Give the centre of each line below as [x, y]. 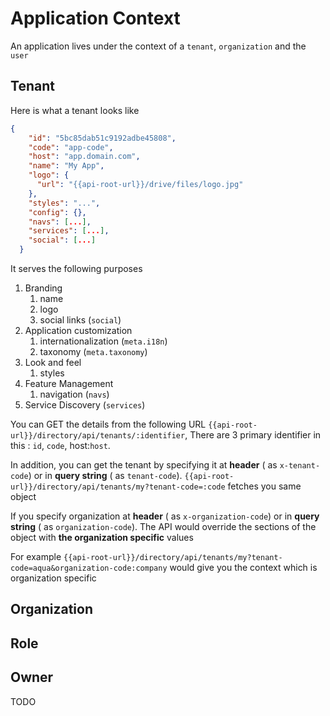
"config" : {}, [57, 212]
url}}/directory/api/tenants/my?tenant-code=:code [118, 487]
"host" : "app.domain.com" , [84, 157]
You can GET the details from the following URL [108, 424]
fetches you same [264, 486]
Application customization [78, 330]
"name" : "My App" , [66, 166]
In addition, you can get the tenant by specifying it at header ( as [144, 465]
